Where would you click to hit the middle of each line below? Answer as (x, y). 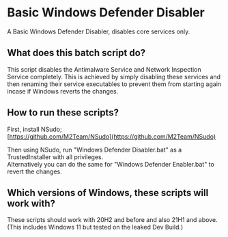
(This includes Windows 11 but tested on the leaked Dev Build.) (95, 227)
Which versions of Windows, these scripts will (108, 193)
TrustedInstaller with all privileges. (55, 157)
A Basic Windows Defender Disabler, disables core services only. (99, 31)
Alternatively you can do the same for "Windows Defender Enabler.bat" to (111, 164)
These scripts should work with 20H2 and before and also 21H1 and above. (112, 220)
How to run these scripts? (63, 113)
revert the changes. (35, 171)
